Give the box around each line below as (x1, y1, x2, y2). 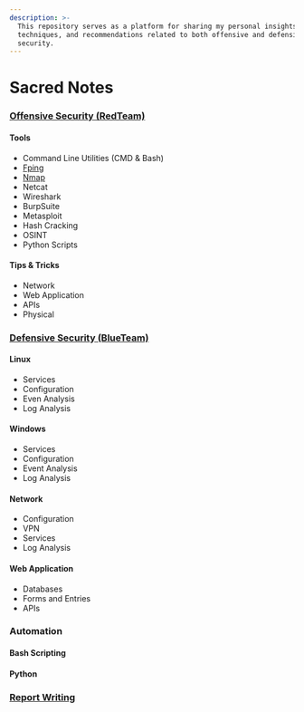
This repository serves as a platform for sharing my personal (17, 22, 261, 31)
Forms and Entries (22, 592, 91, 603)
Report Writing (9, 690, 76, 703)
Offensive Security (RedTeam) (9, 110, 146, 122)
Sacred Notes (9, 78, 114, 98)
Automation (9, 625, 63, 638)
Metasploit (22, 210, 62, 221)
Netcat (22, 181, 48, 192)
